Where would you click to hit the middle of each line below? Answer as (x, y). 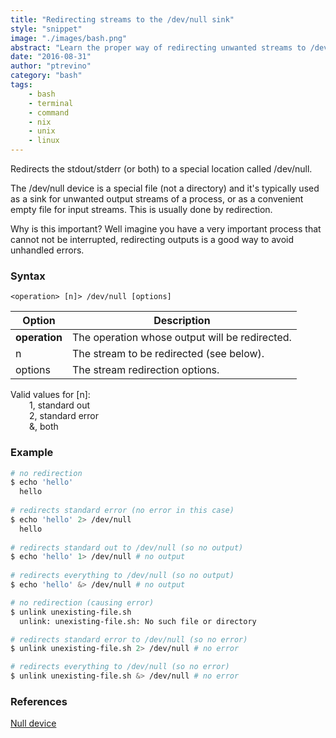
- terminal (51, 103)
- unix (42, 131)
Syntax (28, 276)
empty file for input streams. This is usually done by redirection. (141, 209)
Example (32, 453)
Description (182, 321)
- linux (44, 141)
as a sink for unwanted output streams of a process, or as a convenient (157, 199)
